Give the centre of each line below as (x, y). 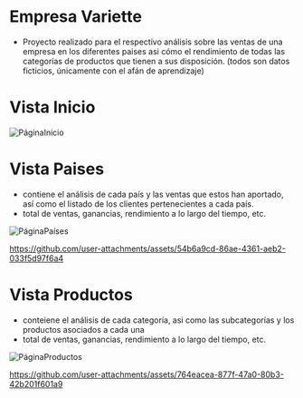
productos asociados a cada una (83, 329)
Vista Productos (71, 295)
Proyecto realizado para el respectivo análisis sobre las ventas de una (152, 42)
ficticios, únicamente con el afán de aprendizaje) (114, 71)
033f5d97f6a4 (37, 258)
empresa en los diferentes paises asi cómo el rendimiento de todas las (154, 51)
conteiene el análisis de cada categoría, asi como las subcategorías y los (158, 320)
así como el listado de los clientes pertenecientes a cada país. (138, 204)
